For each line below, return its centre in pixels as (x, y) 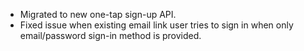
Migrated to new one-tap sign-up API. (98, 14)
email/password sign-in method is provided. (110, 35)
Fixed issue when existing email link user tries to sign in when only (156, 25)
